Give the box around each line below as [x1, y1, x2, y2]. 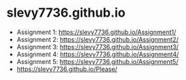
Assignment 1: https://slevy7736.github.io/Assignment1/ [16, 28, 176, 36]
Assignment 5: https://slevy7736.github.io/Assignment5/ [16, 57, 179, 65]
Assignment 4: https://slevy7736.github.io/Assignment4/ [16, 50, 179, 58]
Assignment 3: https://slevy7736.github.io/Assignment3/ [16, 42, 179, 51]
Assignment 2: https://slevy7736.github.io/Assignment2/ [16, 35, 179, 43]
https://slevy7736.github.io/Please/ [16, 65, 118, 73]
